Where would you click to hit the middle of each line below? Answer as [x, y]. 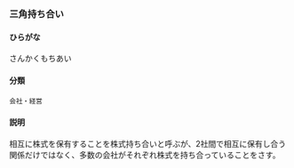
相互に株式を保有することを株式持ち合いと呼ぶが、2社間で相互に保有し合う [148, 143]
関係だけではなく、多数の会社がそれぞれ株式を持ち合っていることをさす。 [145, 155]
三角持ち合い [37, 13]
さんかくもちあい [40, 59]
